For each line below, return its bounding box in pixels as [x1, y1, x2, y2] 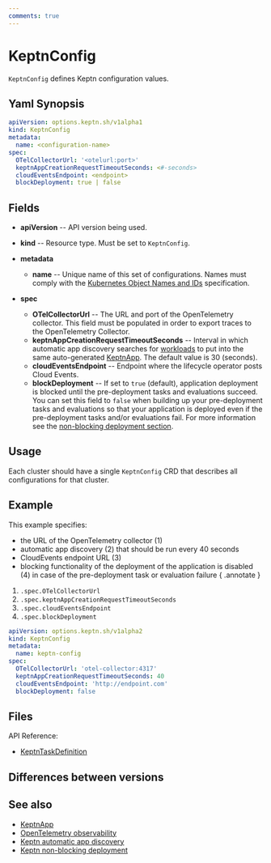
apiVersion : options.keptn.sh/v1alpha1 [8, 118, 143, 126]
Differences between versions [8, 770, 164, 784]
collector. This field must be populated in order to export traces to [32, 318, 252, 328]
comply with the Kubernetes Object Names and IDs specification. [32, 278, 250, 288]
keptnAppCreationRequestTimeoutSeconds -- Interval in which [32, 335, 249, 345]
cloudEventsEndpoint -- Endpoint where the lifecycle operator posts [32, 361, 263, 371]
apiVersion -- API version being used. [19, 223, 147, 232]
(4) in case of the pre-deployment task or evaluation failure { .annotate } [19, 570, 261, 580]
